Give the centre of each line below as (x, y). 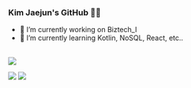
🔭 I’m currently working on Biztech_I (78, 30)
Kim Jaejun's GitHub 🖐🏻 (54, 13)
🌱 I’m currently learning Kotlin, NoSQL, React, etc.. (101, 38)
